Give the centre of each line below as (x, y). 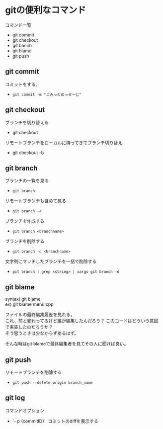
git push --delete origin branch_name (52, 383)
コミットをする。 (23, 84)
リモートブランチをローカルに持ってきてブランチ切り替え (64, 143)
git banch (22, 45)
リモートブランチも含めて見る (36, 201)
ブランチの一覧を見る (27, 181)
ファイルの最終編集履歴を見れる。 (40, 315)
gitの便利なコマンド (45, 10)
